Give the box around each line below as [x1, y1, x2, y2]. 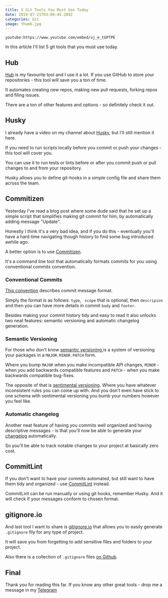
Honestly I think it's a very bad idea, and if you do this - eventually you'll [5, 228, 154, 234]
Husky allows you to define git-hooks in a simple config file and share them [5, 174, 161, 180]
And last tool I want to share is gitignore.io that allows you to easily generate [5, 524, 163, 530]
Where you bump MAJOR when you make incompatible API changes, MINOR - [5, 362, 159, 368]
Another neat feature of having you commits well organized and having [5, 422, 152, 428]
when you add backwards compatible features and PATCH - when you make [5, 367, 160, 373]
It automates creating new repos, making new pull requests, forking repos [5, 87, 158, 93]
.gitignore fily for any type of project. [5, 529, 84, 535]
